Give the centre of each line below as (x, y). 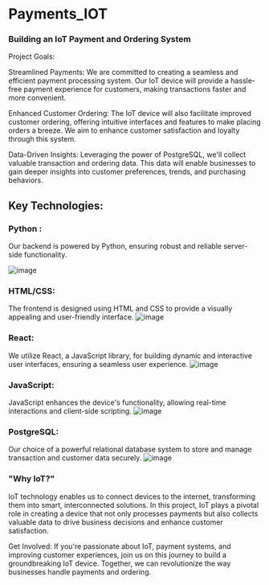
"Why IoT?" (32, 479)
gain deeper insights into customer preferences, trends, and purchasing (127, 172)
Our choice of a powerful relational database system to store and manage (130, 449)
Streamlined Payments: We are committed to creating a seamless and (123, 72)
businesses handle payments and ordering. (80, 571)
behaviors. (26, 180)
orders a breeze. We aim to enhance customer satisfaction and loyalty (124, 130)
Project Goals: (32, 56)
